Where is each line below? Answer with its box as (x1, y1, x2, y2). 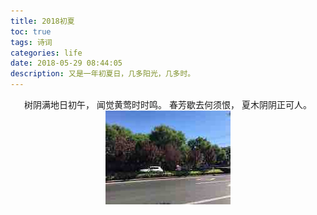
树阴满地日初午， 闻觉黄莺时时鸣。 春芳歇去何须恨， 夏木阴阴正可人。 (24, 99, 312, 110)
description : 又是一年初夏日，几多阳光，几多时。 (10, 69, 196, 79)
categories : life (10, 48, 83, 58)
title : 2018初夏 (10, 16, 75, 26)
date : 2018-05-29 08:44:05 (10, 58, 123, 69)
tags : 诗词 (10, 37, 53, 47)
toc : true (10, 26, 52, 37)
